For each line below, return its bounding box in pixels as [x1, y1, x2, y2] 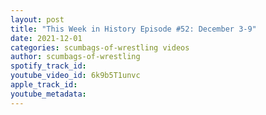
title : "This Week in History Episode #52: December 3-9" [10, 24, 257, 34]
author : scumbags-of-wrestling [10, 52, 141, 62]
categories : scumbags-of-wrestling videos [10, 42, 190, 53]
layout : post [10, 14, 65, 25]
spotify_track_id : [10, 61, 87, 71]
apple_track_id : [10, 80, 78, 90]
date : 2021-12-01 [10, 33, 83, 43]
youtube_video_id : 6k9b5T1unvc [10, 71, 141, 81]
